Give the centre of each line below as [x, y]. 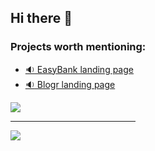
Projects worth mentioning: [78, 47]
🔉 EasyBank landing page [79, 69]
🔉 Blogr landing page [70, 84]
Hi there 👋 [41, 18]
